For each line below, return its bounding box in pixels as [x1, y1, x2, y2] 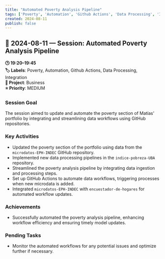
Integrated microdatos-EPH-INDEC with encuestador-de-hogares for [12, 186, 145, 192]
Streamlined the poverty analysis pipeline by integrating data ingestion [12, 165, 155, 171]
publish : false [5, 21, 36, 26]
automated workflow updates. [12, 191, 73, 197]
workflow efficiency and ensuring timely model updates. [12, 219, 126, 226]
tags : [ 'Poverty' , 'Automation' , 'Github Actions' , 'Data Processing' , [5, 12, 155, 17]
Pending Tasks [5, 232, 41, 238]
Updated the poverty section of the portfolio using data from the [12, 144, 142, 150]
